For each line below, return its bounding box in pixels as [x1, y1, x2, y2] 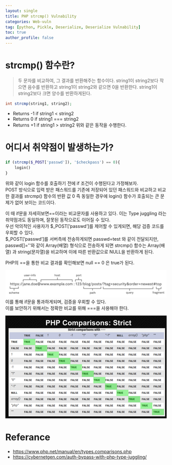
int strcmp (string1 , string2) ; [5, 101, 72, 106]
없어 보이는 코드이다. [14, 200, 56, 206]
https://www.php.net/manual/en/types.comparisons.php [12, 449, 132, 455]
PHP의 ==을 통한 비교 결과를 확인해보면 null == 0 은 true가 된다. [5, 260, 135, 266]
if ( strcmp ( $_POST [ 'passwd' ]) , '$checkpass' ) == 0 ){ [5, 159, 120, 165]
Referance [5, 432, 50, 443]
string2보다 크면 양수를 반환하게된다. [17, 90, 92, 96]
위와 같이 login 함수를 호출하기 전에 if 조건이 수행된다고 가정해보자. [5, 180, 138, 186]
